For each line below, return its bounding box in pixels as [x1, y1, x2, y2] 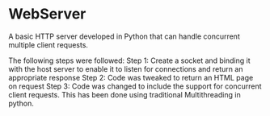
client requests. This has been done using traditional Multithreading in [8, 89, 241, 99]
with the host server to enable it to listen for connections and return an [8, 64, 243, 73]
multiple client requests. [8, 39, 89, 49]
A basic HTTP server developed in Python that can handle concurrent [8, 31, 240, 41]
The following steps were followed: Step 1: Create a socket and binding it [8, 56, 251, 65]
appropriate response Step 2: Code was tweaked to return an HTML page [8, 72, 254, 82]
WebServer [8, 5, 86, 23]
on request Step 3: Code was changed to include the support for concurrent [8, 81, 262, 91]
